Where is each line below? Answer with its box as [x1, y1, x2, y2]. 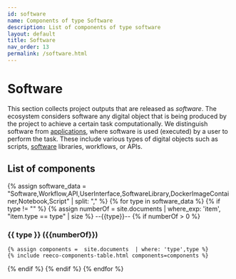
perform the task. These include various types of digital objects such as [7, 135, 219, 143]
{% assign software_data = [7, 181, 87, 190]
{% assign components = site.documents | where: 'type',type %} [7, 246, 209, 253]
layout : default [7, 30, 56, 38]
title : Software [7, 37, 56, 44]
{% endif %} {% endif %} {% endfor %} [7, 264, 124, 273]
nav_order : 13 [7, 43, 50, 51]
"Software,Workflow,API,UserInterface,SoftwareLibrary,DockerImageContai [7, 189, 230, 198]
